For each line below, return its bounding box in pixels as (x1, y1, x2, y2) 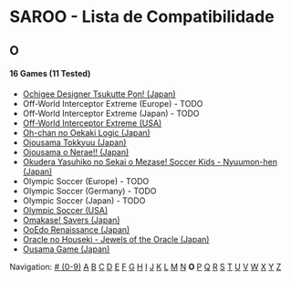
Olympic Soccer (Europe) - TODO (22, 175, 150, 186)
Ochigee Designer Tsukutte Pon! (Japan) (22, 88, 176, 99)
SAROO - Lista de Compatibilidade (9, 6, 275, 27)
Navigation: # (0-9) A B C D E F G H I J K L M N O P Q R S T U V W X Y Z (9, 261, 282, 272)
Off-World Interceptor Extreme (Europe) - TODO (22, 98, 203, 109)
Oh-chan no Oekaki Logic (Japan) (22, 127, 151, 138)
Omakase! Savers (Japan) (22, 214, 120, 225)
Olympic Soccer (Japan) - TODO (22, 194, 146, 206)
